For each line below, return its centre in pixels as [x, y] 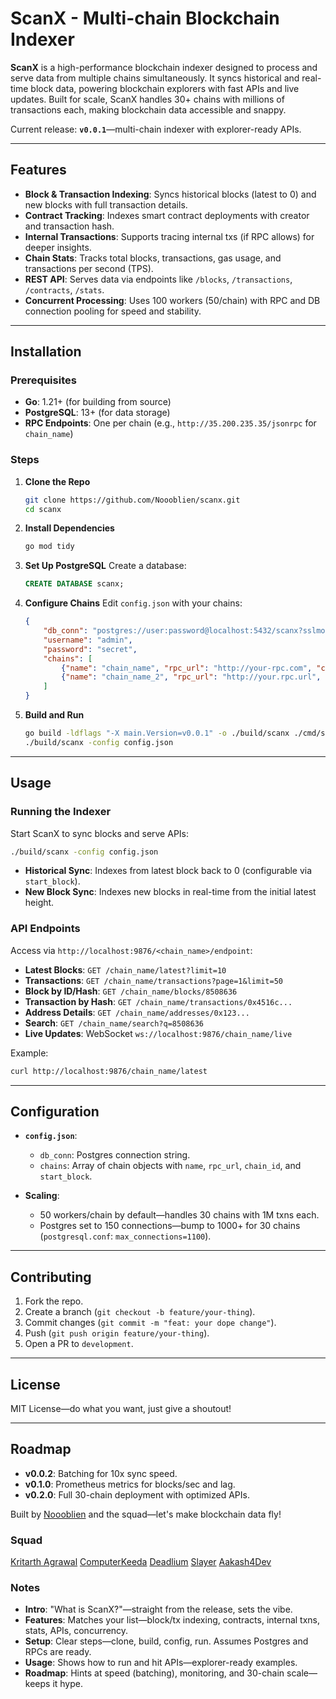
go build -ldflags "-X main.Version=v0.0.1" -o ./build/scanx [157, 733]
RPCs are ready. [58, 1652]
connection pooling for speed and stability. [113, 311]
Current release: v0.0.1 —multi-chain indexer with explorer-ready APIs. [156, 129]
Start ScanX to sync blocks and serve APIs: [100, 833]
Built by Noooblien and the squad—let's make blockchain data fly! [146, 1514]
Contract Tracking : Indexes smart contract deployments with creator [167, 215]
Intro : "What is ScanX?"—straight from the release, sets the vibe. [158, 1609]
